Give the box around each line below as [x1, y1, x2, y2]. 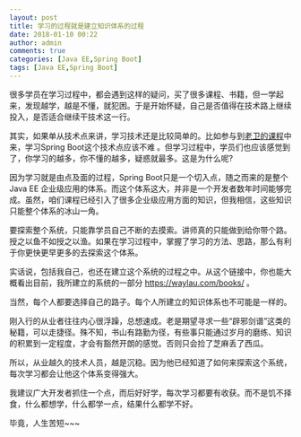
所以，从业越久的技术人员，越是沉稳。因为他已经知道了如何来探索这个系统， [9, 356, 292, 368]
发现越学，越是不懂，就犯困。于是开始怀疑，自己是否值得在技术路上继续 [24, 100, 292, 110]
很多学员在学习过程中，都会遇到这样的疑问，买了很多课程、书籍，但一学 [9, 89, 276, 100]
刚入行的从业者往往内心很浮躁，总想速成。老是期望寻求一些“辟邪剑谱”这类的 [9, 315, 291, 326]
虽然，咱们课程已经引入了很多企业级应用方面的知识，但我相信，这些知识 [24, 194, 292, 205]
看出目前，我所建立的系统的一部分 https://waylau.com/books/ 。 [16, 277, 255, 288]
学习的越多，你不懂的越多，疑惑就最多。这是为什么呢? [32, 153, 234, 163]
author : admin [9, 38, 63, 48]
